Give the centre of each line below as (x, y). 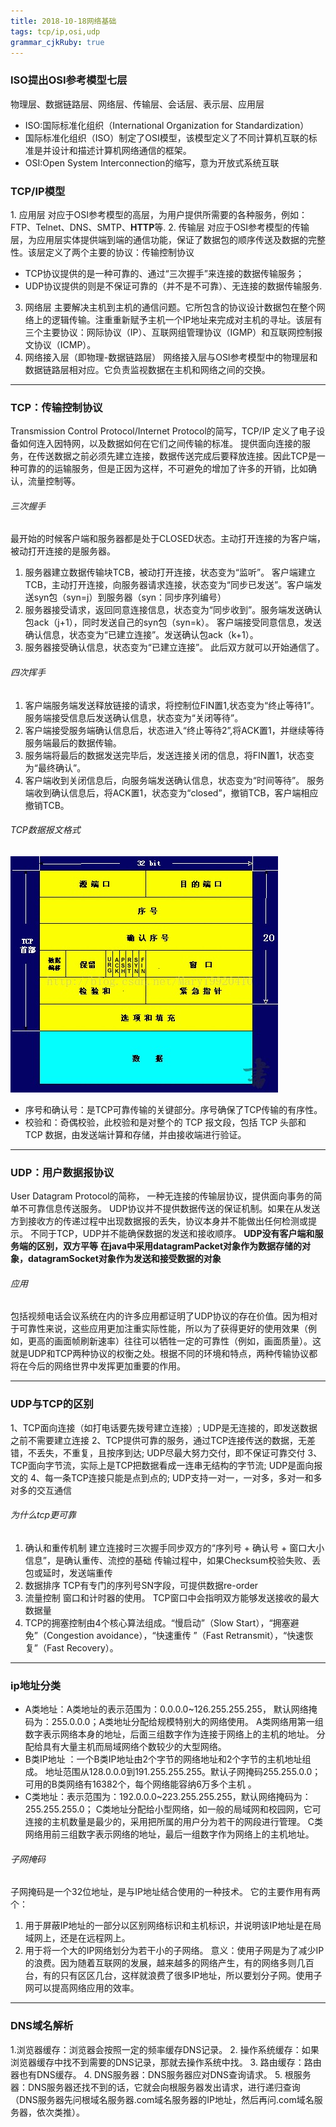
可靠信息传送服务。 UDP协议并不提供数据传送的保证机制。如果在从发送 (174, 1209)
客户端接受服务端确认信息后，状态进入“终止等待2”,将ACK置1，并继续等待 (174, 730)
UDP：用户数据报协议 (62, 1172)
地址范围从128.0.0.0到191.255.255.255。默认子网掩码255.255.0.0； (183, 1772)
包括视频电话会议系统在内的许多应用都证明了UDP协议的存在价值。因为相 (160, 1316)
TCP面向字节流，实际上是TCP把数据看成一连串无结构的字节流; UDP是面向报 (166, 1465)
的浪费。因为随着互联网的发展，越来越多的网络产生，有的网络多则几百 (169, 1963)
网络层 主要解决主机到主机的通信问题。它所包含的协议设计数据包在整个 (170, 307)
